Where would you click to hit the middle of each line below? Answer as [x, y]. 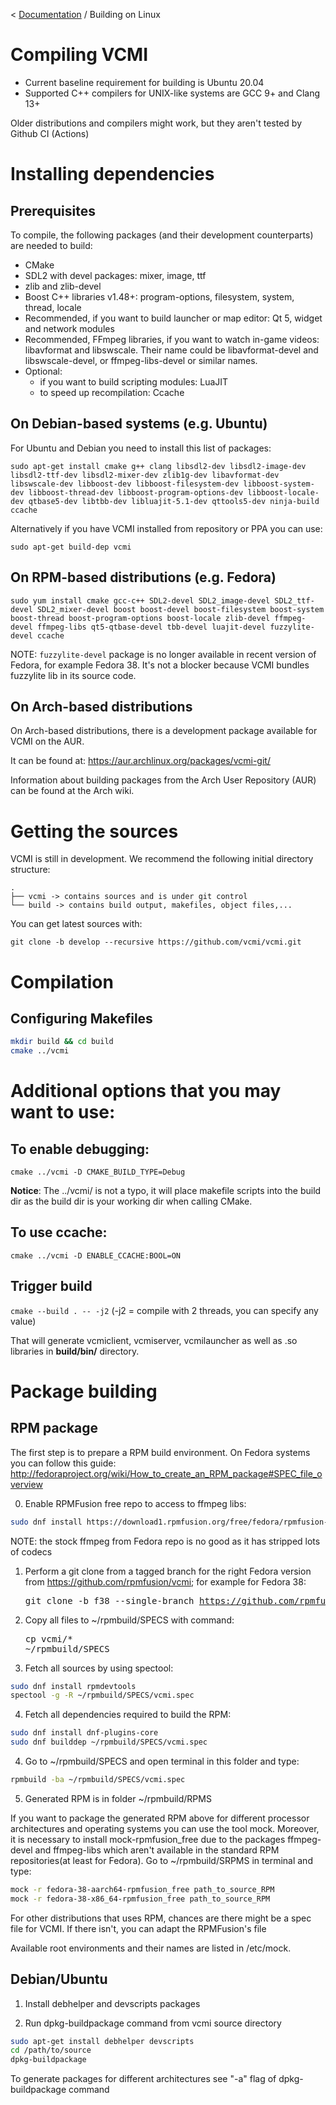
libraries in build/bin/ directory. [75, 1351]
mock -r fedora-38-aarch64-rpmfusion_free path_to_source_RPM [142, 1889]
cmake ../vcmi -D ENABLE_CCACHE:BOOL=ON [96, 1255]
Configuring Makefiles [81, 1018]
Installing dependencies [112, 174]
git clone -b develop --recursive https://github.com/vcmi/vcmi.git [156, 942]
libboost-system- [279, 484]
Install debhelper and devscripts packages [112, 2003]
